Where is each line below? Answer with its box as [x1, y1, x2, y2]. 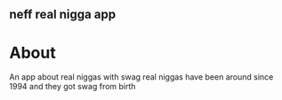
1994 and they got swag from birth [9, 81, 136, 92]
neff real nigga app [9, 7, 117, 22]
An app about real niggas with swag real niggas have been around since [9, 72, 274, 82]
